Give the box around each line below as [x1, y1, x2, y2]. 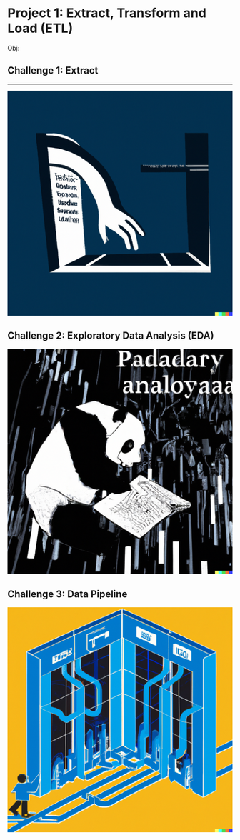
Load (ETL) [7, 20, 74, 36]
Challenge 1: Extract [7, 64, 99, 76]
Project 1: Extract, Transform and [7, 5, 207, 21]
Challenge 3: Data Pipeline [7, 588, 128, 600]
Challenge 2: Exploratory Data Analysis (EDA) [7, 330, 214, 342]
